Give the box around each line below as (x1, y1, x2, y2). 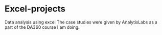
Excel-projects (4, 3, 66, 14)
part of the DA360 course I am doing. (4, 24, 80, 30)
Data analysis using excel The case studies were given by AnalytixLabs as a (4, 19, 158, 25)
